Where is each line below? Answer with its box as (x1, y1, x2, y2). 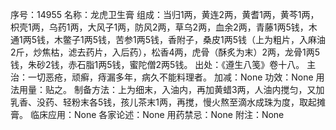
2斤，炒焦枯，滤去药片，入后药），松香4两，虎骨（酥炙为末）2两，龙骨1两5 (10, 46, 321, 58)
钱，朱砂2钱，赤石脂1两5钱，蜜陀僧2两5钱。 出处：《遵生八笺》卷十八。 (10, 59, 305, 70)
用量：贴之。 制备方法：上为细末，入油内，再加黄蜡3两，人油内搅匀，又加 (18, 84, 325, 95)
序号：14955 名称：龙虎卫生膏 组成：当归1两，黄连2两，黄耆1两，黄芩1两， (10, 9, 320, 20)
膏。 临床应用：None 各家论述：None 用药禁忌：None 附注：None (10, 109, 285, 120)
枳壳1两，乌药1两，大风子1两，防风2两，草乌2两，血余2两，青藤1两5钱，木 (10, 21, 318, 33)
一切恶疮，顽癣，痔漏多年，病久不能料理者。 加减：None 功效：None (27, 71, 314, 83)
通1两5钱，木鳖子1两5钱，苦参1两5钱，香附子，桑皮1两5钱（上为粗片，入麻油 (10, 34, 326, 45)
